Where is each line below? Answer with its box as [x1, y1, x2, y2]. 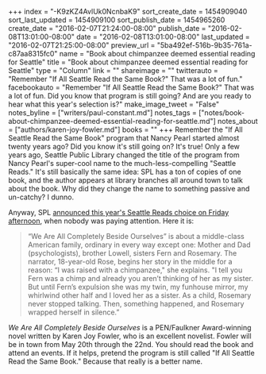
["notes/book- [198, 108, 245, 118]
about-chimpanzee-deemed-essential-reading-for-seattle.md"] [8, 117, 216, 125]
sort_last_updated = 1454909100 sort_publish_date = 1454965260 [8, 15, 226, 25]
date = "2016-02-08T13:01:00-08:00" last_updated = [76, 32, 250, 41]
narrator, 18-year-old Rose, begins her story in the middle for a [27, 257, 233, 266]
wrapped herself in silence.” [27, 307, 120, 317]
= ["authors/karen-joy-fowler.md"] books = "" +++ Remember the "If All [8, 125, 244, 134]
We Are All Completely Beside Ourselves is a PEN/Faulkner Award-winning [8, 323, 252, 332]
